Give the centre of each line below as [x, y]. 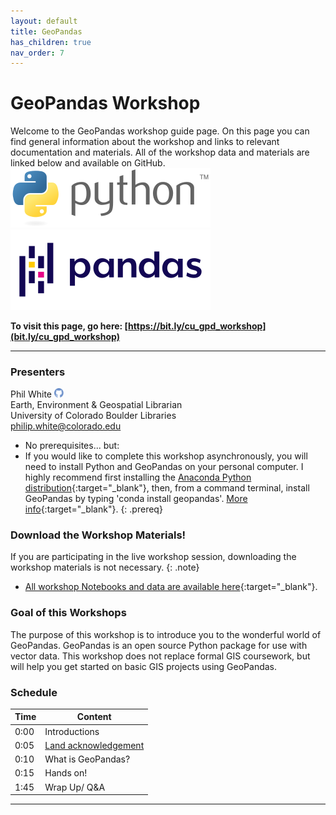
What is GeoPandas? [87, 759]
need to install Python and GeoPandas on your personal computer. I [164, 467]
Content [94, 717]
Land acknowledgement [94, 745]
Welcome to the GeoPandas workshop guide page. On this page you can [160, 131]
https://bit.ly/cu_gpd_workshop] [197, 326]
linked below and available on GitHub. [88, 163]
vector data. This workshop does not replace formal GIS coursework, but [160, 656]
